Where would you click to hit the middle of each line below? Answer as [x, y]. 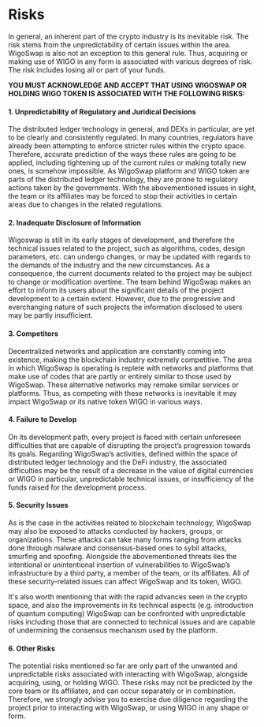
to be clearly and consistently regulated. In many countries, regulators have [131, 138]
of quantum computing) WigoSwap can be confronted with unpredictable [127, 613]
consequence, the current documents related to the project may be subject [130, 274]
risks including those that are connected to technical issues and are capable [132, 621]
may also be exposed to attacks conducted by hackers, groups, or [115, 531]
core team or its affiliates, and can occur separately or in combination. [122, 691]
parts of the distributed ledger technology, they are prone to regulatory [123, 180]
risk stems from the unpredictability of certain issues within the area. [119, 44]
